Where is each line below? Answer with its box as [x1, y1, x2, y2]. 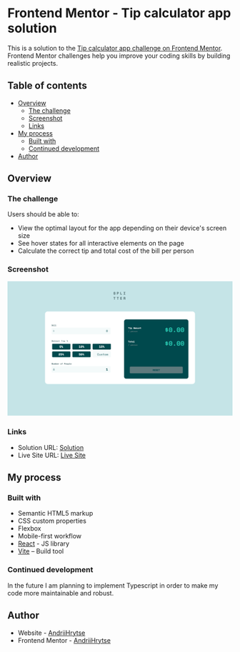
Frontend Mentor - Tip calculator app [7, 5, 231, 21]
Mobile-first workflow [17, 532, 82, 541]
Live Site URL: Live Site [17, 451, 86, 459]
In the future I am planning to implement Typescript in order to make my [7, 581, 219, 590]
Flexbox [17, 524, 41, 533]
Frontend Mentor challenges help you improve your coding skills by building [7, 51, 231, 60]
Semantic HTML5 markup [17, 509, 94, 518]
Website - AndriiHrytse [17, 628, 86, 637]
